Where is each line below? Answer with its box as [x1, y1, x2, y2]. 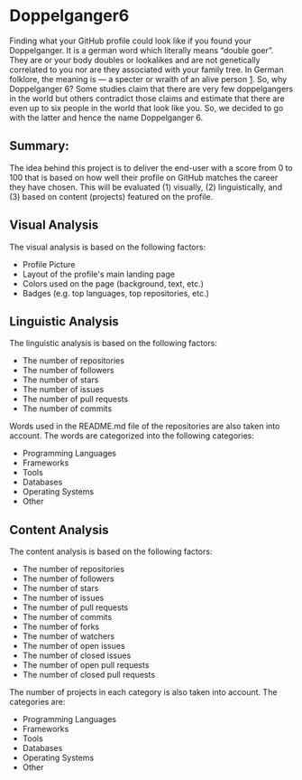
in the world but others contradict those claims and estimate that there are [9, 92, 286, 104]
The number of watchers [22, 631, 115, 642]
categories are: [9, 697, 66, 708]
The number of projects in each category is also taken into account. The [9, 687, 278, 698]
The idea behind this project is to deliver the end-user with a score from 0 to [9, 162, 293, 173]
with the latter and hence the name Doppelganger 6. [9, 112, 204, 123]
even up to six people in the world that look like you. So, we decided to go [9, 102, 284, 113]
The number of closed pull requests [22, 670, 156, 681]
